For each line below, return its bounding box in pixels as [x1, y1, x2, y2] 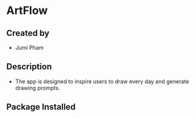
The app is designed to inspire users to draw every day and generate [15, 77, 189, 85]
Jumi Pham [15, 44, 44, 51]
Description [6, 61, 52, 72]
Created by [6, 28, 50, 38]
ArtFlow [6, 4, 48, 18]
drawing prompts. [15, 84, 60, 91]
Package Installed [6, 102, 76, 113]
